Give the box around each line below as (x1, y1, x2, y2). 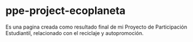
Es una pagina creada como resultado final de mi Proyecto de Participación (5, 23, 188, 30)
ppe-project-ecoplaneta (5, 4, 126, 17)
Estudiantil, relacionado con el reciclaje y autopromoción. (5, 29, 144, 36)
